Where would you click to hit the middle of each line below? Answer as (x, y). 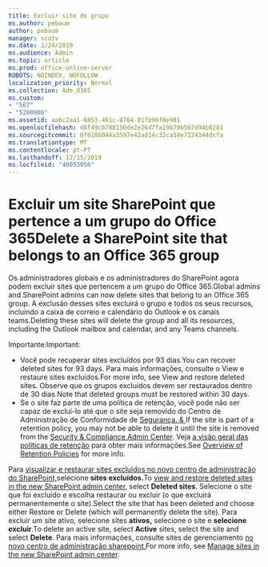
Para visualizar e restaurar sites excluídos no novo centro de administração (132, 469)
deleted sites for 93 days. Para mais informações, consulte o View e (132, 369)
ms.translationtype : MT (48, 142)
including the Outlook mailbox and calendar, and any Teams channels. (124, 329)
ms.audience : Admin (41, 53)
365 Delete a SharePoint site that (118, 239)
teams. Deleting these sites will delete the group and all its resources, (122, 321)
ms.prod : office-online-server (60, 68)
